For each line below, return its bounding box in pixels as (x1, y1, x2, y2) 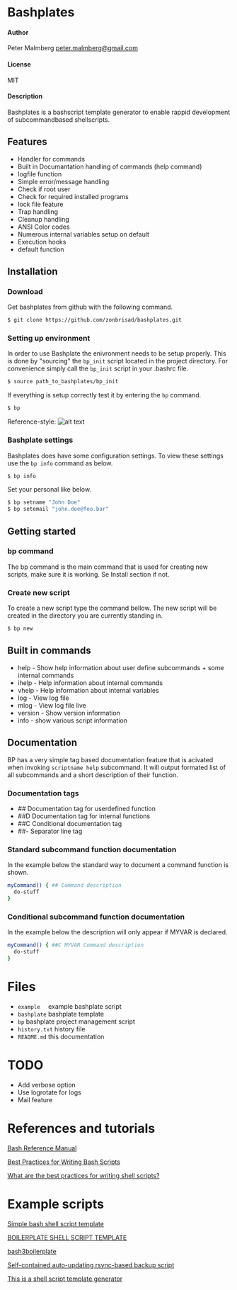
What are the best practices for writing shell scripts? (7, 1171, 160, 1179)
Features (7, 136, 47, 148)
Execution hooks (17, 237, 67, 246)
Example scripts (7, 1196, 105, 1212)
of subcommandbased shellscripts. (7, 115, 110, 124)
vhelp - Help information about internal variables (17, 686, 159, 694)
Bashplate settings (7, 435, 74, 445)
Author (7, 28, 29, 36)
